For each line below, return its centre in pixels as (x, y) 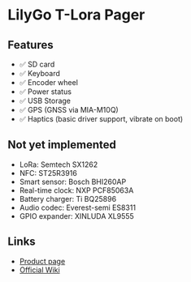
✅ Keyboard (39, 73)
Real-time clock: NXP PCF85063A (76, 190)
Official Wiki (39, 270)
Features (30, 45)
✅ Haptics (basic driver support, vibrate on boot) (101, 119)
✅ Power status (46, 92)
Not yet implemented (62, 145)
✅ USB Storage (45, 100)
